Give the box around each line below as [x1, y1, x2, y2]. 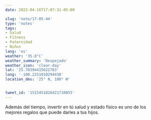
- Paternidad [5, 39, 32, 45]
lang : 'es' [5, 48, 28, 54]
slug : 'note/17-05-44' [5, 16, 52, 21]
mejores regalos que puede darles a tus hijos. [5, 109, 99, 115]
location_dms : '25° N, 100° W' [5, 77, 70, 82]
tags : [5, 25, 16, 30]
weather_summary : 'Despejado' [5, 58, 68, 63]
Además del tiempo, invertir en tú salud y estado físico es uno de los [5, 103, 146, 110]
